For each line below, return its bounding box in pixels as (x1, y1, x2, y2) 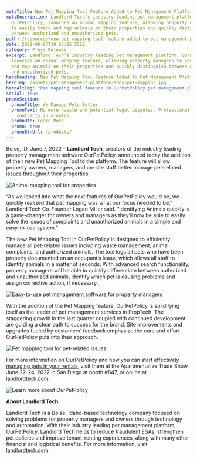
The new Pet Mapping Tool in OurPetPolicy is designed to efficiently (6, 235, 171, 242)
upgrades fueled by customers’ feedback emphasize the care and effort (6, 327, 180, 334)
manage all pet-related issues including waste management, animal (6, 242, 169, 249)
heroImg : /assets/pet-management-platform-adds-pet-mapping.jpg (6, 80, 167, 86)
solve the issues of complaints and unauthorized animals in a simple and (6, 218, 181, 225)
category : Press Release (6, 47, 67, 53)
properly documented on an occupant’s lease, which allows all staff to (6, 254, 175, 261)
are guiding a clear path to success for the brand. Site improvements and (6, 321, 183, 328)
